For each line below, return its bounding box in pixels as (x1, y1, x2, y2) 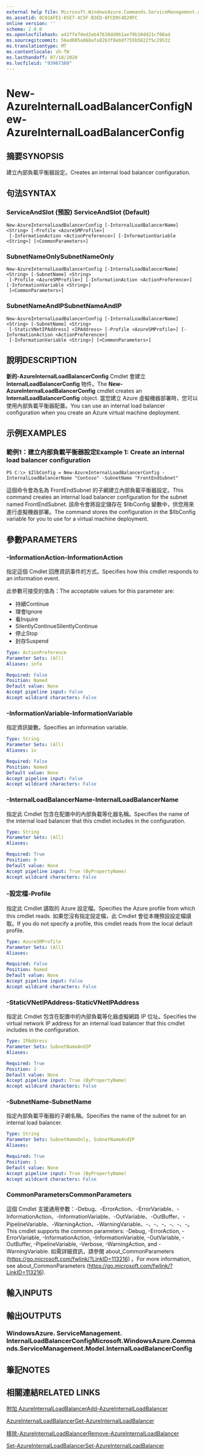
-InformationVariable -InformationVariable (6, 709, 133, 717)
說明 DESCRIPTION (6, 355, 77, 365)
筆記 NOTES (6, 1365, 51, 1375)
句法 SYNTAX (6, 188, 57, 199)
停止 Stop (15, 629, 38, 637)
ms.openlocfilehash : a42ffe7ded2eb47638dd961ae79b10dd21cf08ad (6, 32, 171, 38)
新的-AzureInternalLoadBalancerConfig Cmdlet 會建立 (6, 372, 146, 379)
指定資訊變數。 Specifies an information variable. (6, 724, 128, 731)
